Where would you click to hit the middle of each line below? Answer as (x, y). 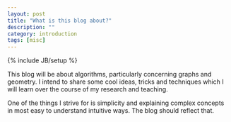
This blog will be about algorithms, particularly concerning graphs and (109, 74)
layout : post (26, 14)
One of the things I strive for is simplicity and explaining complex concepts (116, 103)
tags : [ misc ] (26, 40)
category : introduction (42, 34)
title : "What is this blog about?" (60, 21)
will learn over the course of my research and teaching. (88, 89)
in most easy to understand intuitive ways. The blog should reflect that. (111, 111)
